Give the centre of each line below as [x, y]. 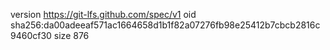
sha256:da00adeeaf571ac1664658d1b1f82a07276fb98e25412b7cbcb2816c [165, 25]
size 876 [71, 35]
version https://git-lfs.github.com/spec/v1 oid [103, 14]
